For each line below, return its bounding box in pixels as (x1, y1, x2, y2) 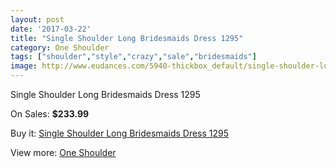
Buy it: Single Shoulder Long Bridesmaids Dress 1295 (10, 127, 230, 139)
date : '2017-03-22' (10, 24, 92, 34)
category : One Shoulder (10, 42, 110, 53)
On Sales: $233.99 (10, 108, 90, 120)
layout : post (10, 14, 65, 25)
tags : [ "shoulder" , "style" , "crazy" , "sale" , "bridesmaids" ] (10, 52, 257, 62)
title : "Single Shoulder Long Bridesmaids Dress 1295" (10, 33, 244, 43)
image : (10, 61, 38, 71)
